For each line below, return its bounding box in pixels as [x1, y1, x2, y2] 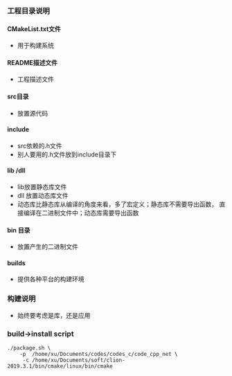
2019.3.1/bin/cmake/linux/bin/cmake [7, 362, 113, 370]
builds [7, 258, 26, 267]
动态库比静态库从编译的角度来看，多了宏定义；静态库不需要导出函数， [17, 199, 218, 208]
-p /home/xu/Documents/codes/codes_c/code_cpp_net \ [19, 350, 178, 357]
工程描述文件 [17, 75, 54, 84]
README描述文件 [7, 58, 57, 66]
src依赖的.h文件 [17, 141, 62, 150]
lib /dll [7, 166, 26, 174]
